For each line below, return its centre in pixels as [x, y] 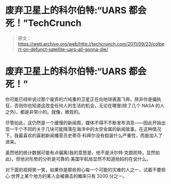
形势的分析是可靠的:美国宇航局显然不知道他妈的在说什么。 [90, 159]
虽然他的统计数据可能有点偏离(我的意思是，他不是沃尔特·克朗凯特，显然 [80, 152]
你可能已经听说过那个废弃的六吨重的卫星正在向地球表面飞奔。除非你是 [79, 99]
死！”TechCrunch [43, 23]
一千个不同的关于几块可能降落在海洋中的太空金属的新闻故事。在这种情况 [85, 129]
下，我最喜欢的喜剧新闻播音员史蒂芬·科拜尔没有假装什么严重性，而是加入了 [84, 135]
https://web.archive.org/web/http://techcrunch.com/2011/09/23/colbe [91, 44]
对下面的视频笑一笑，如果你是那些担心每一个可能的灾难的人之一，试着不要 [83, 170]
